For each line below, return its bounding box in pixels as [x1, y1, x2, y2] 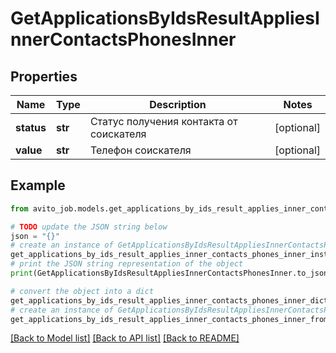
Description [149, 98, 207, 111]
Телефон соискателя [89, 143, 192, 157]
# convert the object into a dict [10, 286, 155, 296]
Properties [10, 68, 78, 85]
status [15, 121, 47, 134]
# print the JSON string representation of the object [10, 259, 244, 269]
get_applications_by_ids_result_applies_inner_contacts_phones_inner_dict [10, 295, 329, 306]
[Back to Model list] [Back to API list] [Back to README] [10, 332, 240, 344]
